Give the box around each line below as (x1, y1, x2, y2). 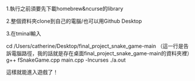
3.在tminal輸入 (6, 30, 41, 37)
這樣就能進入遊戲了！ (6, 69, 58, 75)
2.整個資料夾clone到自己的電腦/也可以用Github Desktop (6, 18, 142, 25)
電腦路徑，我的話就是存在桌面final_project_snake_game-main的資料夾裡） (11, 50, 193, 57)
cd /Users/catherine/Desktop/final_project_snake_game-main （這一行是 (6, 43, 184, 49)
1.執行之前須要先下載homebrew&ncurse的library (6, 5, 123, 12)
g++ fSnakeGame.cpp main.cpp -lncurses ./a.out (6, 56, 126, 63)
